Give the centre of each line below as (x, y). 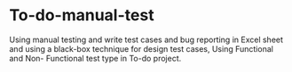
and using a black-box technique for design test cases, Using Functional (141, 48)
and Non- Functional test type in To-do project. (95, 58)
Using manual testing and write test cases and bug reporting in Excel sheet (146, 40)
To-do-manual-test (82, 15)
